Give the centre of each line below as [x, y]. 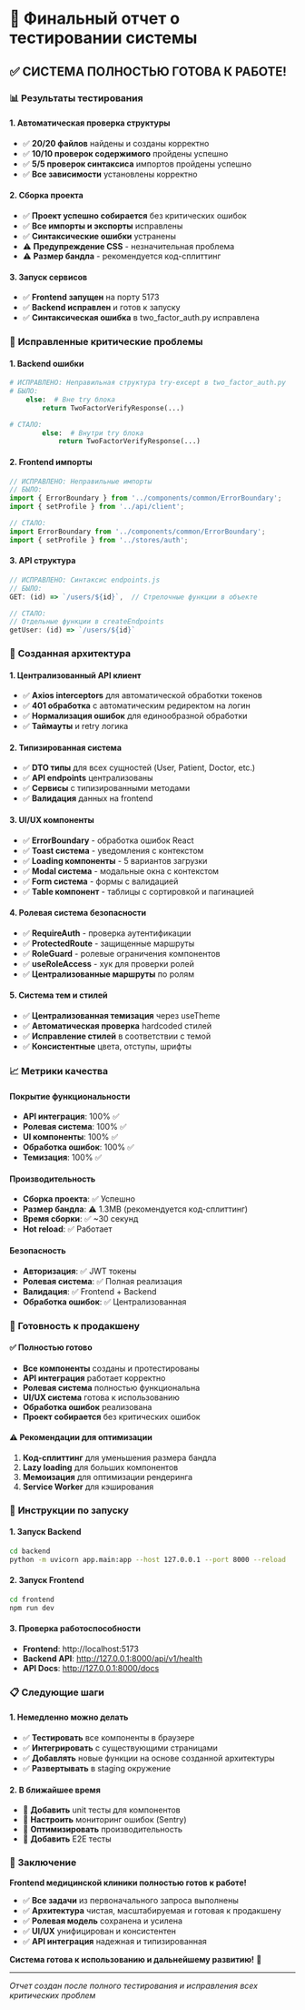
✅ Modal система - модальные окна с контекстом [121, 871]
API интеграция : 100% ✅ [71, 1117]
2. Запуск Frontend [47, 1580]
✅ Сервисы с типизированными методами [106, 788]
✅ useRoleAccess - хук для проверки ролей [108, 963]
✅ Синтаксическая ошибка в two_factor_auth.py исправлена [141, 318]
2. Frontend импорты [51, 462]
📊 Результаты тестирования [76, 97]
